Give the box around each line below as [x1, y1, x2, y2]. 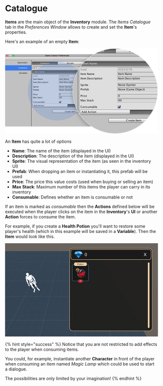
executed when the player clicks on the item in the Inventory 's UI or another [5, 209, 158, 215]
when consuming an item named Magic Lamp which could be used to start [5, 361, 155, 367]
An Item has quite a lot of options [5, 139, 72, 144]
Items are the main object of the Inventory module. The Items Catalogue [5, 19, 151, 25]
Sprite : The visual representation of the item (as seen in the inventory [12, 158, 151, 164]
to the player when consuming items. [5, 346, 79, 352]
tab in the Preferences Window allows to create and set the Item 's [5, 24, 137, 30]
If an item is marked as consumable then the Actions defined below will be [5, 203, 155, 209]
